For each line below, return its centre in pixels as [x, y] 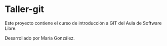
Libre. [11, 28]
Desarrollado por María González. [40, 38]
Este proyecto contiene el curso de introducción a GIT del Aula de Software [83, 23]
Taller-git [24, 9]
